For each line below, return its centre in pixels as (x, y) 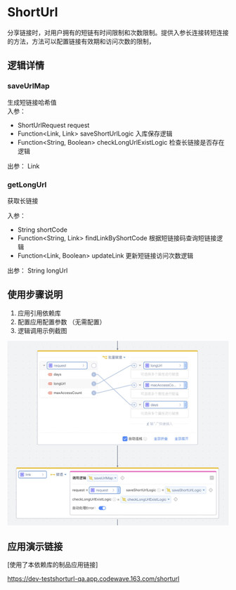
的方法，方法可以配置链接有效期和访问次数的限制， (81, 41)
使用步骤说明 (35, 295)
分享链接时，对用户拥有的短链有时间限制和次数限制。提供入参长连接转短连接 (118, 32)
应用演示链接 (35, 546)
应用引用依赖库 (39, 313)
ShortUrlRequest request (53, 125)
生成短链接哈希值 (32, 102)
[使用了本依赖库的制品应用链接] (53, 565)
